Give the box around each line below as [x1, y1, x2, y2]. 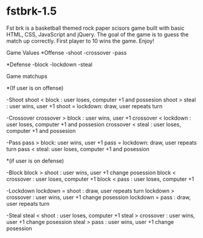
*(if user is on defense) [6, 157, 64, 165]
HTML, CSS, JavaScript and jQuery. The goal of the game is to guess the [6, 30, 189, 38]
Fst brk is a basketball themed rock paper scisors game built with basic [6, 24, 185, 32]
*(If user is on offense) [6, 84, 64, 92]
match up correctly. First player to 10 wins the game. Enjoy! [6, 37, 154, 44]
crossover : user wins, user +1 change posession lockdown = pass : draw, [6, 193, 191, 201]
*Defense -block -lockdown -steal [6, 61, 93, 68]
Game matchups [6, 72, 47, 80]
